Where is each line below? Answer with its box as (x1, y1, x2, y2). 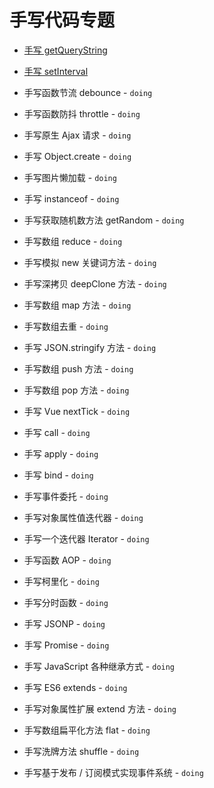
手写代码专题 (9, 9, 116, 32)
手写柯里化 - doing (23, 575, 100, 587)
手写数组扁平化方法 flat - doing (23, 724, 151, 736)
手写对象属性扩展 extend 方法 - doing (23, 702, 177, 715)
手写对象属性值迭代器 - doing (23, 511, 144, 523)
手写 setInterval (23, 65, 89, 77)
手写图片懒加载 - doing (23, 171, 117, 183)
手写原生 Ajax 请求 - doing (23, 129, 132, 141)
